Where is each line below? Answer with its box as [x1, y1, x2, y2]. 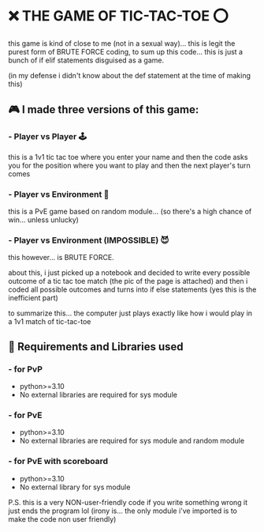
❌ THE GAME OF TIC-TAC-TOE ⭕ [8, 7, 229, 25]
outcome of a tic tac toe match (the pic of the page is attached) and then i [8, 277, 248, 286]
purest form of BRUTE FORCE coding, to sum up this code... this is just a [8, 47, 243, 56]
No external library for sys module [19, 482, 131, 492]
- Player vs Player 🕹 [8, 131, 87, 142]
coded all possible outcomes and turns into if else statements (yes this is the [8, 285, 257, 294]
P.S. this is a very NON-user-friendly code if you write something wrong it [8, 497, 248, 507]
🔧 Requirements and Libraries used [8, 340, 184, 353]
